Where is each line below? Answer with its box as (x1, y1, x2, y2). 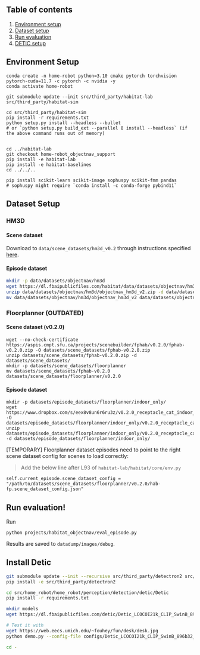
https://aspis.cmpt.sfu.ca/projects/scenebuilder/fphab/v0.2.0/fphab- (6, 342, 185, 348)
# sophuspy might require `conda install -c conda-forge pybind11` (6, 182, 177, 189)
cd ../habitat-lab (6, 146, 52, 152)
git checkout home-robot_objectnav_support (6, 151, 116, 157)
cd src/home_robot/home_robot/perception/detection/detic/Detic (6, 589, 169, 596)
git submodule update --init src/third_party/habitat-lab (6, 94, 153, 100)
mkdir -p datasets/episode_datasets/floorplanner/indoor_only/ (6, 399, 167, 405)
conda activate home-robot (6, 83, 73, 89)
